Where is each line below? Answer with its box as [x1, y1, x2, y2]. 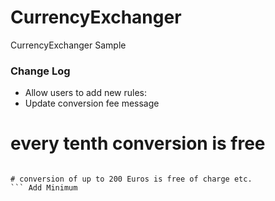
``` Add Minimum [10, 183, 78, 193]
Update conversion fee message [24, 97, 160, 110]
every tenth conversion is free [10, 132, 266, 155]
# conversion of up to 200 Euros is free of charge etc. [10, 174, 253, 185]
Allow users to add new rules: [24, 87, 148, 99]
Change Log [10, 64, 71, 78]
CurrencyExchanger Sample [10, 39, 127, 51]
